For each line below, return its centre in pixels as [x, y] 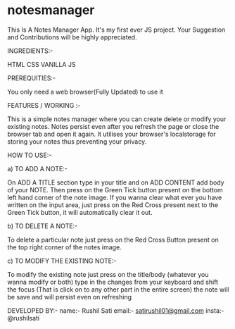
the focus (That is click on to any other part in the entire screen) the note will [118, 289]
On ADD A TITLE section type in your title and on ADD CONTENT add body [116, 182]
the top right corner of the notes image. [64, 247]
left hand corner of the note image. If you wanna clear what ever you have [115, 197]
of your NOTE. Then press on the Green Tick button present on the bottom [115, 190]
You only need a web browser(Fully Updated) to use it [85, 92]
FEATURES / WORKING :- [44, 105]
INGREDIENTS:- [30, 51]
